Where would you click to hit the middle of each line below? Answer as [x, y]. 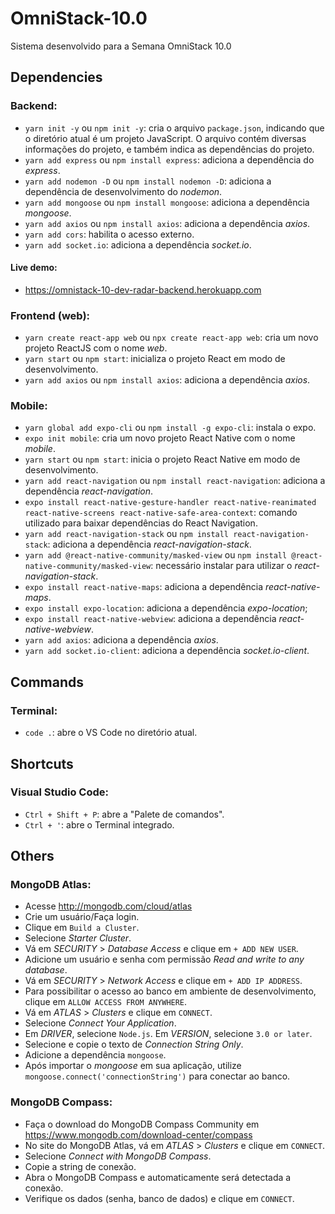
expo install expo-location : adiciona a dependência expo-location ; [166, 608]
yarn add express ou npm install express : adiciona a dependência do [169, 159]
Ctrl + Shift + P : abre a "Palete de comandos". [124, 814]
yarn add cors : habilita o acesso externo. [109, 234]
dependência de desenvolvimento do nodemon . [123, 191]
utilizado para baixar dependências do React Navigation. [141, 523]
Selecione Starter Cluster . [78, 938]
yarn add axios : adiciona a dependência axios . [121, 640]
